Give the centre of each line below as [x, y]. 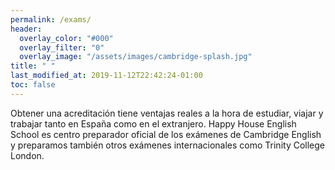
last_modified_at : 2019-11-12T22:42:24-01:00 [106, 76]
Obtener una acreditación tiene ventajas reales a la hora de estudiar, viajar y [167, 113]
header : [26, 29]
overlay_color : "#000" [66, 38]
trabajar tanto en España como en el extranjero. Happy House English [153, 123]
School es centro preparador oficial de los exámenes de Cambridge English [166, 134]
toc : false [33, 85]
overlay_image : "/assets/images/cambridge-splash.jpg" [136, 57]
